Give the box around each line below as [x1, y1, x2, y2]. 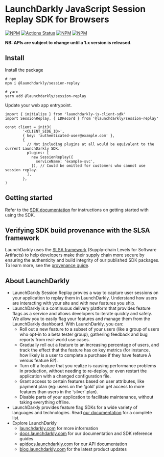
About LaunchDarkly [5, 276, 70, 285]
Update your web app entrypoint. [5, 102, 72, 108]
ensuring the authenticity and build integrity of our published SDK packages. [5, 257, 160, 263]
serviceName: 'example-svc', [36, 159, 95, 164]
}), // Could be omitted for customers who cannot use [31, 163, 146, 168]
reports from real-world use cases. [19, 337, 90, 343]
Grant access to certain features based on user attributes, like [19, 378, 144, 384]
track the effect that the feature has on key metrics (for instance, [19, 347, 150, 353]
